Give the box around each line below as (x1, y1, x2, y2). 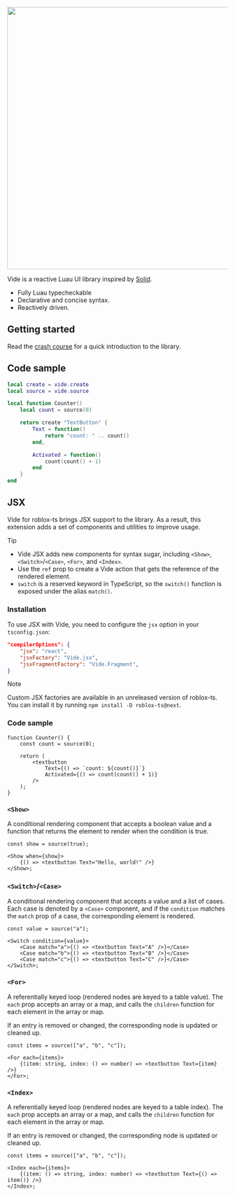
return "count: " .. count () (44, 432, 130, 439)
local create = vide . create (7, 380, 90, 388)
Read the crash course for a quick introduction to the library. (7, 342, 181, 350)
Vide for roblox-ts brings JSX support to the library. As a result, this (7, 515, 201, 523)
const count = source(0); (20, 740, 96, 747)
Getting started (7, 324, 76, 336)
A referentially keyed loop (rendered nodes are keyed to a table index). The (7, 1102, 224, 1111)
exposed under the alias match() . (17, 587, 113, 595)
